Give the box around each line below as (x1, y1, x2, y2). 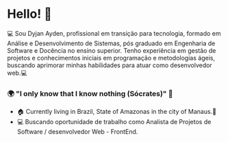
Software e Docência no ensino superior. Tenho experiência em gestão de (7, 46, 216, 54)
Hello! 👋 (7, 6, 53, 22)
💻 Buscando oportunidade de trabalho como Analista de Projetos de (16, 118, 212, 126)
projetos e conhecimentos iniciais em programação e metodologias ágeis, (7, 54, 216, 62)
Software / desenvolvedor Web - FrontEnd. (16, 128, 138, 136)
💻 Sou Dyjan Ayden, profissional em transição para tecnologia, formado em (7, 29, 221, 37)
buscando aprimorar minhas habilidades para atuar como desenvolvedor (7, 61, 212, 69)
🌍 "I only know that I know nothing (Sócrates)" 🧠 (7, 88, 173, 98)
